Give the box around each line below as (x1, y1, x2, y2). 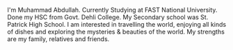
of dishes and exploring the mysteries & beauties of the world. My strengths (7, 27, 225, 36)
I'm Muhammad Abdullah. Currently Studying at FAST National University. (7, 6, 218, 14)
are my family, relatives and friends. (7, 35, 110, 43)
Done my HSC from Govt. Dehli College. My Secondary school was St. (7, 13, 209, 21)
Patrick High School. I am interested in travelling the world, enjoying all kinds (7, 21, 227, 28)
